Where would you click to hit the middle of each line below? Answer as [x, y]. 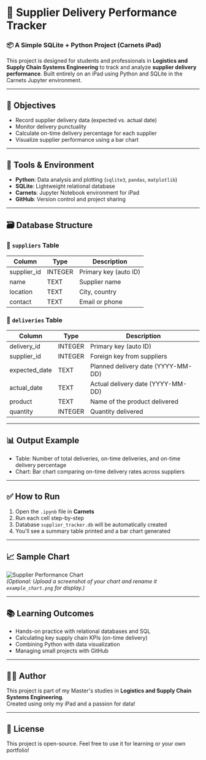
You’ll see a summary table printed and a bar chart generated [93, 531]
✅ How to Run [33, 497]
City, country [98, 292]
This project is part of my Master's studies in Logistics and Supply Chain [99, 691]
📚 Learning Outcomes [50, 613]
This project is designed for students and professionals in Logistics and [97, 61]
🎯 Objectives [31, 105]
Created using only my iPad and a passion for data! [71, 704]
